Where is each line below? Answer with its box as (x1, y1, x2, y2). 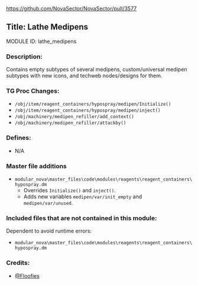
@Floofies (14, 272, 40, 279)
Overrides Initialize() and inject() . (23, 187, 116, 194)
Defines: (6, 134, 31, 142)
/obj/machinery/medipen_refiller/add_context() (14, 114, 134, 120)
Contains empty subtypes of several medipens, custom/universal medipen (6, 66, 187, 73)
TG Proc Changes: (6, 87, 60, 95)
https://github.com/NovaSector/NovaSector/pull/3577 (6, 5, 137, 12)
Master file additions (6, 162, 67, 170)
